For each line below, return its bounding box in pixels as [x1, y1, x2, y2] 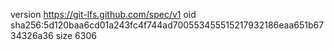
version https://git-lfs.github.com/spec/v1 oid [10, 9, 197, 20]
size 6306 [55, 30, 97, 41]
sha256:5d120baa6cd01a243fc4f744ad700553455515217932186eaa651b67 [10, 19, 325, 31]
